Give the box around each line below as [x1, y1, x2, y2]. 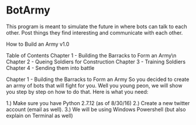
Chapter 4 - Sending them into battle [6, 64, 95, 71]
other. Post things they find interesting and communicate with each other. [6, 29, 183, 36]
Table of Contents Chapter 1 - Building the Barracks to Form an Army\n [6, 52, 177, 59]
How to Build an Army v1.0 [6, 40, 70, 48]
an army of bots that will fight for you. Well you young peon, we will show [6, 82, 183, 89]
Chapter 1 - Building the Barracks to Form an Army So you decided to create [6, 76, 190, 83]
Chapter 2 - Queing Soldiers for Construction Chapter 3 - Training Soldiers [6, 58, 186, 65]
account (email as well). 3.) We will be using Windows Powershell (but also [6, 106, 186, 113]
